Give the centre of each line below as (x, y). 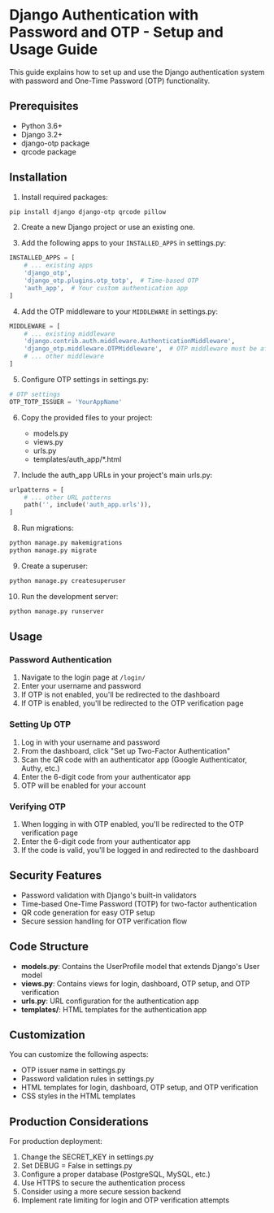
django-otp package (55, 143)
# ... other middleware (64, 357)
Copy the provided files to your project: (87, 417)
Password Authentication (61, 660)
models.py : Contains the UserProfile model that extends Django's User (140, 966)
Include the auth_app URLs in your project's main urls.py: (117, 475)
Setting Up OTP (40, 724)
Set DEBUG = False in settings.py (76, 1166)
